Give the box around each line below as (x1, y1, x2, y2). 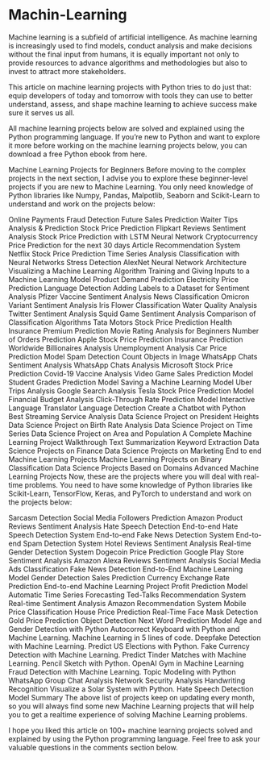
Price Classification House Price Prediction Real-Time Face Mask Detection (8, 607, 259, 617)
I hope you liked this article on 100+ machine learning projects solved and (8, 725, 253, 735)
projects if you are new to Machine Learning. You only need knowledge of (8, 181, 254, 191)
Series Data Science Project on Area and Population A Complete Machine (8, 429, 252, 438)
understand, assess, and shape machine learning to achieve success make (8, 99, 258, 109)
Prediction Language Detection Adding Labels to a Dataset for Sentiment (8, 283, 250, 293)
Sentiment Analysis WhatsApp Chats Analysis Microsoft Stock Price (8, 360, 234, 370)
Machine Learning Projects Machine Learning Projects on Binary (8, 454, 222, 464)
